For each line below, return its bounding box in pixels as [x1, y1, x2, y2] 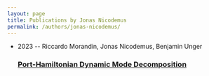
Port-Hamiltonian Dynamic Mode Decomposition [17, 60, 187, 70]
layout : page [7, 10, 46, 17]
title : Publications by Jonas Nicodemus [7, 17, 128, 24]
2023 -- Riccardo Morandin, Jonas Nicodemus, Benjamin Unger [17, 43, 203, 51]
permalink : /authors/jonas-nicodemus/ [7, 23, 121, 30]
